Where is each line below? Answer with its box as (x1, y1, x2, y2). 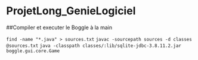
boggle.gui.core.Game (6, 48, 60, 54)
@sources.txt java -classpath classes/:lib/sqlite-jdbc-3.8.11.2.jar (6, 43, 182, 49)
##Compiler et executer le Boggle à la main (6, 24, 112, 31)
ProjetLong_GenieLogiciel (6, 4, 136, 18)
